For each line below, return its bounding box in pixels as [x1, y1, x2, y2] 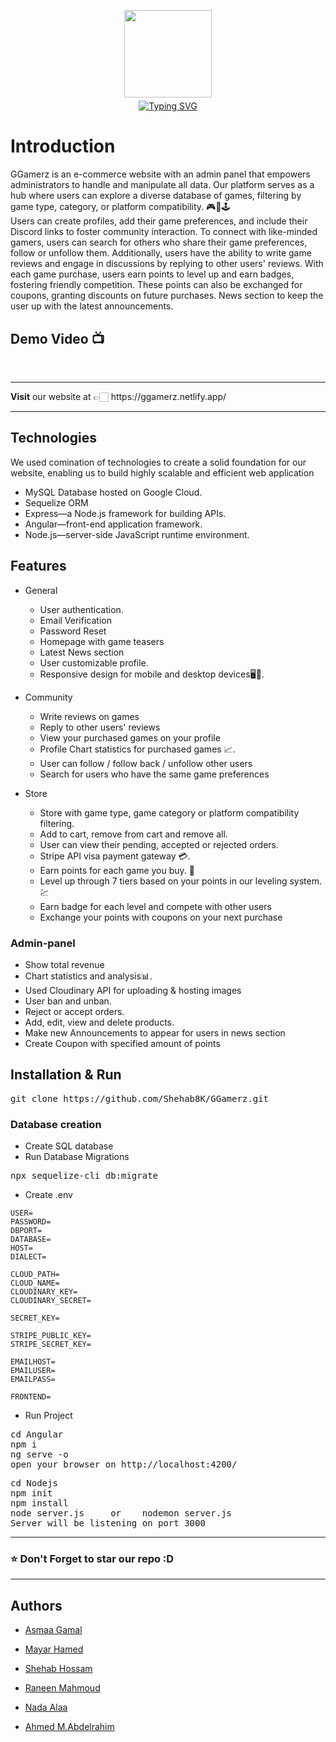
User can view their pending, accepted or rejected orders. [39, 838, 279, 850]
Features [10, 558, 67, 575]
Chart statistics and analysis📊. [24, 970, 153, 982]
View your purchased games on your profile [39, 731, 221, 744]
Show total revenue [24, 958, 105, 970]
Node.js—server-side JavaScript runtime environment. [24, 528, 250, 540]
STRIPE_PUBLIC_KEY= [10, 1331, 92, 1341]
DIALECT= [10, 1252, 47, 1262]
